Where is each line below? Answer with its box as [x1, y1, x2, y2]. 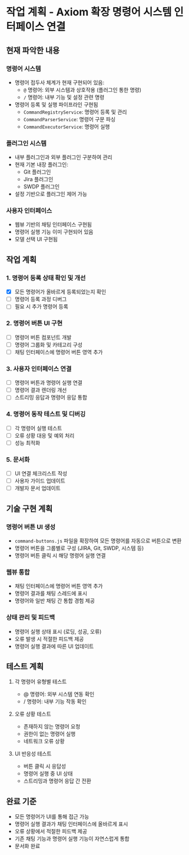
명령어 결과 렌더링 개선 [14, 387, 67, 394]
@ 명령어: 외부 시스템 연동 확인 [23, 691, 95, 698]
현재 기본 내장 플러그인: [14, 161, 69, 168]
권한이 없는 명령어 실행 [23, 730, 76, 737]
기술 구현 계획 [6, 504, 53, 514]
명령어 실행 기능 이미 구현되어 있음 [14, 228, 94, 235]
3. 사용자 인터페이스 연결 [6, 364, 72, 372]
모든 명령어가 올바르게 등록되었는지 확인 [14, 288, 107, 295]
